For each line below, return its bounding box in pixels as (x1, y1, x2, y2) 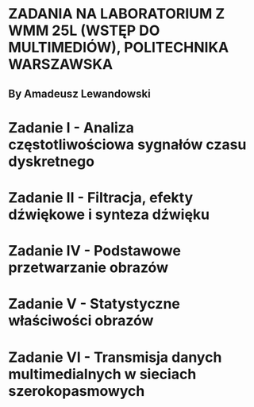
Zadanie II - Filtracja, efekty (8, 188, 194, 206)
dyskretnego (8, 152, 95, 171)
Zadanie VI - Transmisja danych (8, 348, 222, 366)
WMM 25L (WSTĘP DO (8, 21, 160, 40)
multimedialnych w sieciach (8, 365, 197, 383)
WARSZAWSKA (8, 56, 114, 74)
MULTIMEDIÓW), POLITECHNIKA (8, 39, 229, 56)
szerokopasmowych (8, 382, 145, 400)
